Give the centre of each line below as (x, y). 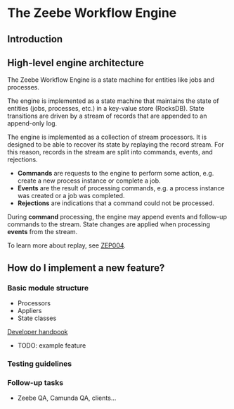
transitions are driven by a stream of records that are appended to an (107, 116)
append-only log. (32, 123)
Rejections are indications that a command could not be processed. (116, 203)
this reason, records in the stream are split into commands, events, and (110, 152)
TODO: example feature (52, 346)
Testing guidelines (40, 364)
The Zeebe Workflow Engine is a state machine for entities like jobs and (111, 80)
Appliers (30, 311)
